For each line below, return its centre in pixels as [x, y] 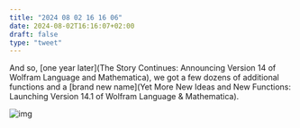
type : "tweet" [36, 43]
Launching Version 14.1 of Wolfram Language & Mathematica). [124, 97]
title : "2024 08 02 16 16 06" [66, 17]
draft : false [34, 34]
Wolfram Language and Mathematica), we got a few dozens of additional [144, 78]
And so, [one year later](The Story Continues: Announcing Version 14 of [143, 68]
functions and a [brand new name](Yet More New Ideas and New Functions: [150, 87]
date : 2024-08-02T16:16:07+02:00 [72, 26]
